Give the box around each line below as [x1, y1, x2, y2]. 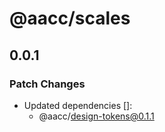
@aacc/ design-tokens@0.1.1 [38, 110, 155, 122]
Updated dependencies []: [23, 99, 133, 111]
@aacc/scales [9, 7, 131, 30]
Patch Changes [9, 77, 86, 91]
